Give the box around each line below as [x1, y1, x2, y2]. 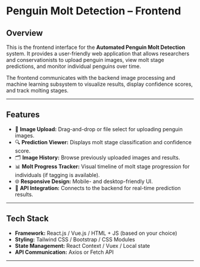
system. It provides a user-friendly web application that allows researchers [6, 50, 189, 57]
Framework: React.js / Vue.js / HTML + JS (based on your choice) [14, 229, 177, 237]
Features [6, 110, 40, 120]
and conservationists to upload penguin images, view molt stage [6, 57, 165, 63]
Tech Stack [6, 213, 49, 224]
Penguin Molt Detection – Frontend [6, 4, 182, 18]
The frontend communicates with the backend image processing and [6, 74, 176, 81]
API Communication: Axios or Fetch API [14, 249, 114, 256]
